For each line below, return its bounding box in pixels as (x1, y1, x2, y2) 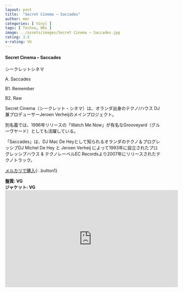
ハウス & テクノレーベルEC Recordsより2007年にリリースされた (26, 151, 156, 157)
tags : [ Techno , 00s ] (5, 26, 52, 31)
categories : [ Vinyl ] (5, 21, 52, 26)
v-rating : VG (5, 39, 32, 44)
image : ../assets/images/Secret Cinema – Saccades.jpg (5, 30, 120, 35)
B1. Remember (5, 85, 35, 91)
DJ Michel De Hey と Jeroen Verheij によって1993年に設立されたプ (18, 145, 154, 150)
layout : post (5, 7, 32, 12)
